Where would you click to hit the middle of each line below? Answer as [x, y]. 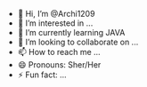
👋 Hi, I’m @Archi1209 [56, 14]
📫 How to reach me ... [59, 52]
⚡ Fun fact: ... [42, 75]
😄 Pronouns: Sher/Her [59, 65]
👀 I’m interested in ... [55, 23]
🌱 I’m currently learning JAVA [71, 32]
